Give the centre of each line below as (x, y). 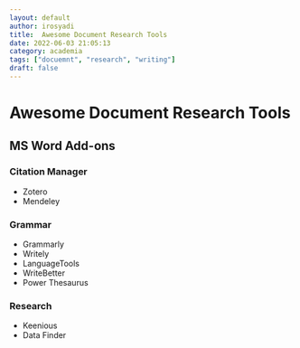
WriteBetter (44, 273)
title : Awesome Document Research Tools (89, 34)
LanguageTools (51, 264)
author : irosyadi (42, 26)
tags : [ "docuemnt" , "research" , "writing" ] (93, 60)
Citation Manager (48, 172)
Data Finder (44, 335)
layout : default (40, 18)
